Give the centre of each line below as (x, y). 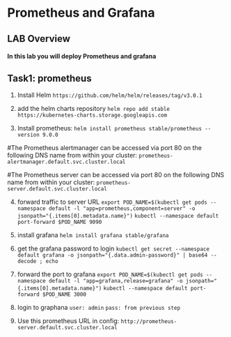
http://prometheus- (149, 321)
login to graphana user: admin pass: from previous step (99, 307)
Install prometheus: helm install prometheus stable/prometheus (110, 128)
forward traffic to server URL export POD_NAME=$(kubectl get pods (112, 202)
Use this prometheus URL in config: (68, 321)
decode (27, 261)
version (28, 135)
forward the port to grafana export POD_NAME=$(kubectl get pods (110, 274)
